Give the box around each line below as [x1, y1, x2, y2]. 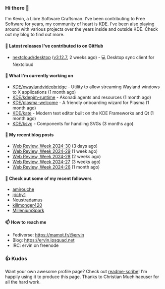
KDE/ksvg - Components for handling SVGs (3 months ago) [12, 120, 134, 126]
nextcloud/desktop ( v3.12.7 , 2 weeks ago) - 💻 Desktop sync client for [12, 54, 155, 60]
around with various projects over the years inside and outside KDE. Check [5, 26, 158, 32]
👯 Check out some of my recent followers [5, 175, 92, 181]
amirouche [12, 186, 35, 192]
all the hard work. [5, 279, 41, 285]
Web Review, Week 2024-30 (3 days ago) [12, 143, 98, 149]
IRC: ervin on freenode [12, 242, 59, 248]
